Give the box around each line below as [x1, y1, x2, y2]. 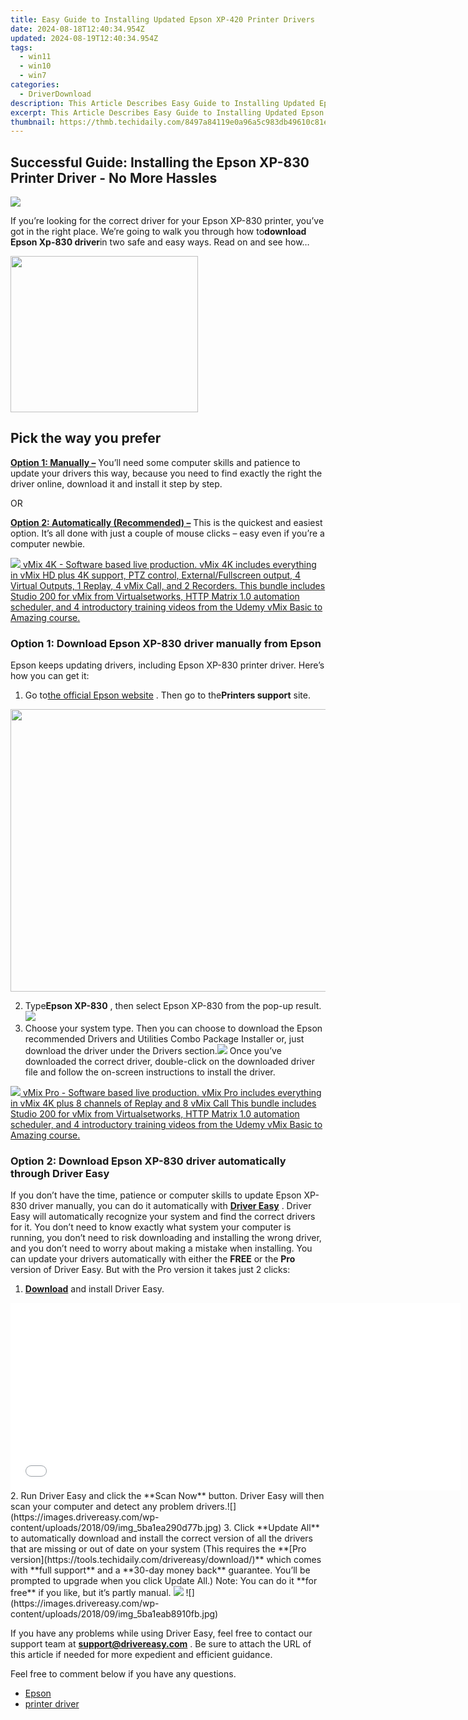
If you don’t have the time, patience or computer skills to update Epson [10, 1189, 302, 1201]
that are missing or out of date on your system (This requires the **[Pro [10, 1543, 307, 1555]
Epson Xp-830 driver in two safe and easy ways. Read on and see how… [10, 236, 310, 248]
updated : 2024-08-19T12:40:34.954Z [10, 33, 159, 43]
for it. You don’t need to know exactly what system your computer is [10, 1221, 292, 1233]
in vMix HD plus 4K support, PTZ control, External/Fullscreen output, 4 [10, 569, 302, 581]
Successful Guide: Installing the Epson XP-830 [10, 154, 310, 171]
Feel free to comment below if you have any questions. [10, 1668, 237, 1680]
